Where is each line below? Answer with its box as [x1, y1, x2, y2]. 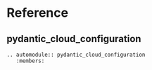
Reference [6, 5, 68, 21]
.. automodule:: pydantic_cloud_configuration [6, 51, 146, 58]
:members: [15, 57, 45, 64]
